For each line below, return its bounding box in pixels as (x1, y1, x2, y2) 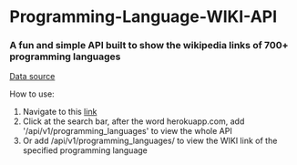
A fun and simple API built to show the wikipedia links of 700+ (9, 39, 289, 52)
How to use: (9, 88, 55, 99)
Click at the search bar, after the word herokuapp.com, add (22, 116, 245, 127)
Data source (9, 71, 56, 82)
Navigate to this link (22, 107, 97, 118)
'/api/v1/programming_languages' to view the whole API (22, 126, 232, 137)
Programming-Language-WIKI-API (9, 6, 278, 27)
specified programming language (22, 145, 148, 156)
